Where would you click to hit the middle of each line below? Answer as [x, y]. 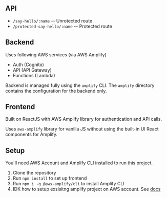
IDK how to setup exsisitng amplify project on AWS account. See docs [87, 189]
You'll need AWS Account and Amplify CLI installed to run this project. [79, 163]
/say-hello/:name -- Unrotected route [53, 20]
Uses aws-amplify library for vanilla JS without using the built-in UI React [82, 129]
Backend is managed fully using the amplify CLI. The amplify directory [80, 85]
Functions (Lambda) [34, 75]
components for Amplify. [32, 135]
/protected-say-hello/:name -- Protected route [62, 26]
